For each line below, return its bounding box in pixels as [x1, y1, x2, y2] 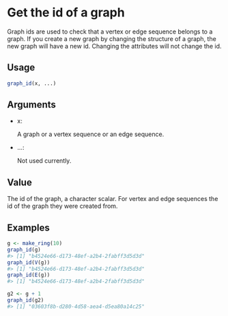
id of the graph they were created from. [7, 202, 118, 210]
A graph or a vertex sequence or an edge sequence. [16, 130, 165, 138]
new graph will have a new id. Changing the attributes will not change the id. [7, 42, 222, 50]
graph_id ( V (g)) [7, 259, 51, 266]
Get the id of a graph [7, 5, 125, 21]
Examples [7, 222, 50, 233]
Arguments [7, 99, 57, 111]
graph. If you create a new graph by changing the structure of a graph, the [7, 34, 216, 42]
